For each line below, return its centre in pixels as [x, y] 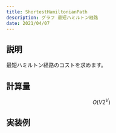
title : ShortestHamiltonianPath [47, 12]
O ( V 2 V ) [101, 102]
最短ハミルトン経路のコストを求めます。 [56, 65]
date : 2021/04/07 [28, 23]
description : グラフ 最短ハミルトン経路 [52, 18]
